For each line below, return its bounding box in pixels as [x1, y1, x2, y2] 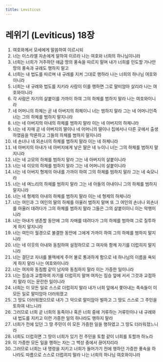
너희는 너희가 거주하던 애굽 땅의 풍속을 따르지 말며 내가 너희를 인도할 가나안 [12, 59, 156, 65]
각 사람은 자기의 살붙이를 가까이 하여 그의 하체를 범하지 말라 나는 [12, 96, 135, 101]
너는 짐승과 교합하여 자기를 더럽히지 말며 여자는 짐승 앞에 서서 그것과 [12, 272, 143, 278]
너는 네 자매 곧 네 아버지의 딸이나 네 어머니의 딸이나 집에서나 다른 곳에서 [12, 126, 149, 132]
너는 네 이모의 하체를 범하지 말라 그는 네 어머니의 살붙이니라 [12, 162, 126, 168]
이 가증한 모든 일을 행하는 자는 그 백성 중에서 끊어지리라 [12, 340, 119, 345]
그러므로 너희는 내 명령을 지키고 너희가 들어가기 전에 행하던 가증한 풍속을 [12, 345, 151, 351]
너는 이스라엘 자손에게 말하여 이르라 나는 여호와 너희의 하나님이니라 [12, 53, 141, 59]
